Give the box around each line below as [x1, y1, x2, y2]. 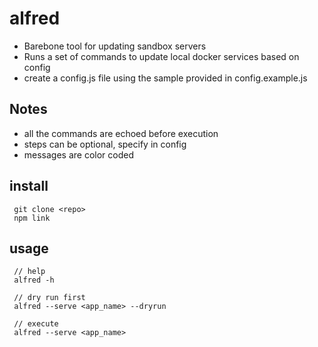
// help [13, 267, 46, 277]
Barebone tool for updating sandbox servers [23, 40, 207, 52]
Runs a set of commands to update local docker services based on [23, 50, 300, 62]
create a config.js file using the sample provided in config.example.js [23, 72, 308, 84]
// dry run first [13, 293, 86, 303]
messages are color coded [23, 148, 135, 161]
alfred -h [13, 275, 55, 286]
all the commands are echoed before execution [23, 127, 219, 139]
